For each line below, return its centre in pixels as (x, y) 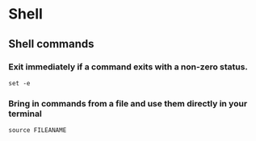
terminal (25, 114)
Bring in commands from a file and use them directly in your (128, 103)
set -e (19, 83)
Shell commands (51, 44)
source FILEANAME (38, 131)
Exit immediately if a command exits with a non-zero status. (128, 67)
